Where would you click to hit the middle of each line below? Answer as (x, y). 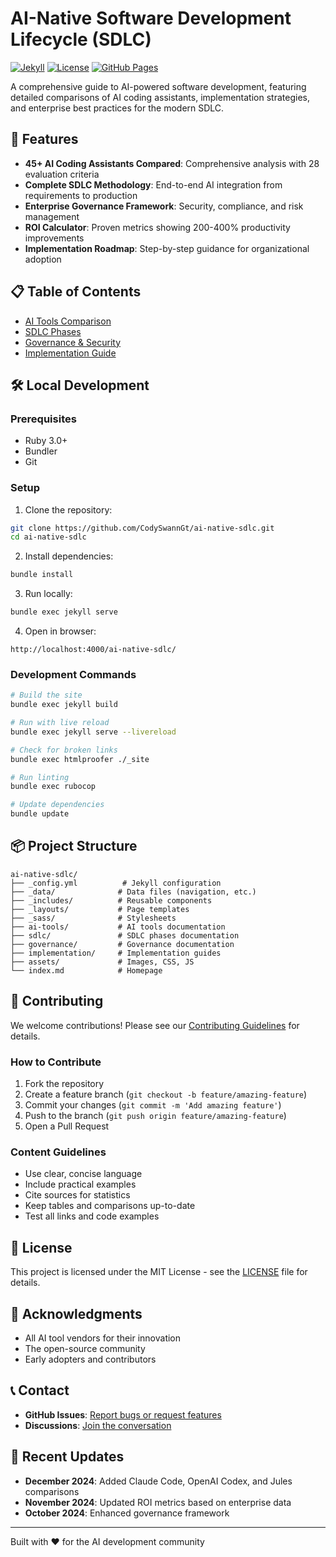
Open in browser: (60, 631)
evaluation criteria (62, 174)
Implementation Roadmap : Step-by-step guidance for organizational (167, 248)
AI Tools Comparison (68, 321)
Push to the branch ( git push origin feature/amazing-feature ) (155, 1116)
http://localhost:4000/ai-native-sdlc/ (93, 650)
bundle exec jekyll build (64, 705)
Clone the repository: (68, 509)
